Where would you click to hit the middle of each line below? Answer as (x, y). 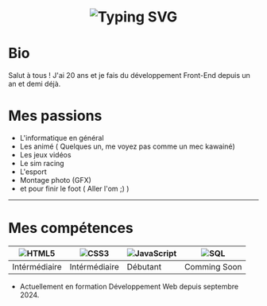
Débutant (144, 267)
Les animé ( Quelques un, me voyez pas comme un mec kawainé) (128, 146)
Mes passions (55, 116)
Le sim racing (42, 164)
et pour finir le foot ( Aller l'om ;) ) (74, 189)
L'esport (33, 172)
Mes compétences (71, 229)
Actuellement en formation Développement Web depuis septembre (129, 287)
